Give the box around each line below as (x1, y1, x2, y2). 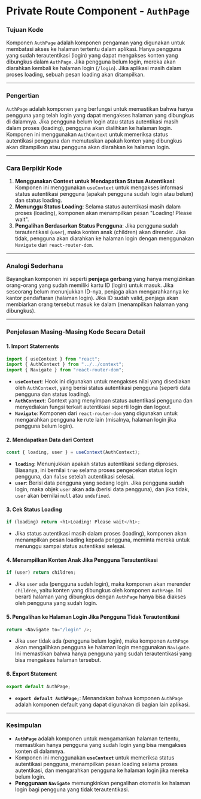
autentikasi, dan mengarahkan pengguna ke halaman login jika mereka (14, 767, 189, 774)
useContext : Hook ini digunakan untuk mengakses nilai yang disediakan (14, 378, 191, 385)
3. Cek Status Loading (6, 506, 62, 513)
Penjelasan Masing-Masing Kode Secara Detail (6, 328, 145, 336)
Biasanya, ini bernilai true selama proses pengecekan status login (14, 467, 178, 474)
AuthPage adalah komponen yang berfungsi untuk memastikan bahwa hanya (6, 105, 193, 112)
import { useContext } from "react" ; (6, 356, 100, 362)
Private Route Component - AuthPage (6, 4, 190, 18)
